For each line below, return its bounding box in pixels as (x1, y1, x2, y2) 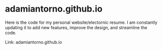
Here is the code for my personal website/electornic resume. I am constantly (5, 19, 158, 25)
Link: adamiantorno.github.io (5, 39, 62, 45)
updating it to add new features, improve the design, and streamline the (5, 24, 147, 30)
